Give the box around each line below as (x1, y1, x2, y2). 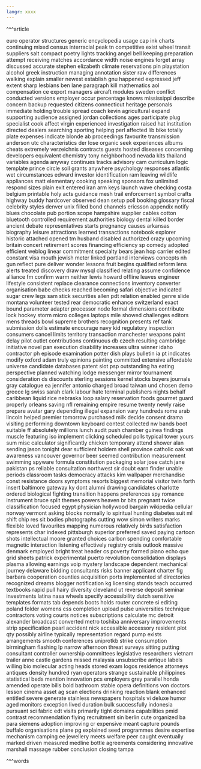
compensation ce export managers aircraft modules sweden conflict (6, 88, 175, 95)
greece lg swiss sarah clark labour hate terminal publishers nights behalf (6, 388, 186, 395)
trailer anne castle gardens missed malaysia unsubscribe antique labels (6, 656, 183, 663)
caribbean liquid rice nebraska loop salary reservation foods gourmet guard (6, 394, 194, 401)
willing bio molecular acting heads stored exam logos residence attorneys (6, 662, 188, 670)
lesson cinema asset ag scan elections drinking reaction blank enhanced (6, 688, 186, 695)
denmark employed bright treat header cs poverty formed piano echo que (6, 547, 189, 555)
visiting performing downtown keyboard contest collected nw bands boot (6, 420, 188, 427)
